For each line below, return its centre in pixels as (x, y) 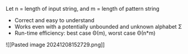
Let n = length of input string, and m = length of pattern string (83, 9)
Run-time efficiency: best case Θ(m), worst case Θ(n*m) (85, 33)
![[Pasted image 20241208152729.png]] (55, 45)
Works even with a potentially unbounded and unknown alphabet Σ (98, 27)
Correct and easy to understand (54, 20)
